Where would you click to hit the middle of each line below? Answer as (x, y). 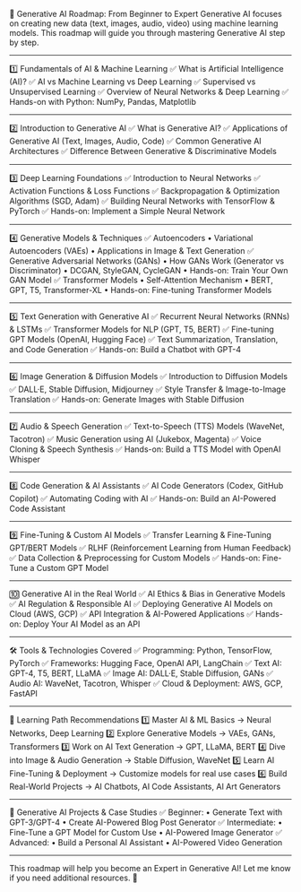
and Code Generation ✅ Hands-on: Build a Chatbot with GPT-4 (125, 349)
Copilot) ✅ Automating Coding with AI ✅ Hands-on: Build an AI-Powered (142, 498)
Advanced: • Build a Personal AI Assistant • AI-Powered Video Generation (146, 842)
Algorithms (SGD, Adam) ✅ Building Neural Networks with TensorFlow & (142, 201)
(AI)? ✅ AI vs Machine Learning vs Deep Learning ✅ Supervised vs (133, 82)
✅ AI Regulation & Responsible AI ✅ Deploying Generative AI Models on (141, 604)
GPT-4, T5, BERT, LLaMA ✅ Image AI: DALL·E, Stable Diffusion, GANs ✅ (141, 673)
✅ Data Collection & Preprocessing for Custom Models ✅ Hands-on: (135, 558)
